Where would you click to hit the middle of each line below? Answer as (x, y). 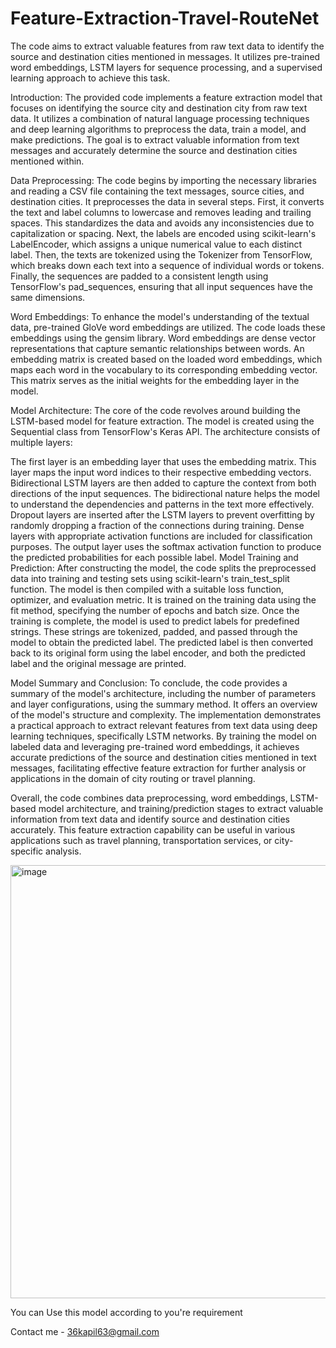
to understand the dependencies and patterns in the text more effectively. (162, 504)
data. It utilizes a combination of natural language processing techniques (160, 118)
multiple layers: (41, 442)
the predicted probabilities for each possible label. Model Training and (154, 557)
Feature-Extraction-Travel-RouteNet (165, 18)
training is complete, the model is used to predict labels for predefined (155, 621)
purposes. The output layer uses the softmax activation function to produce (166, 546)
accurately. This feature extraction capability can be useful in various (153, 829)
